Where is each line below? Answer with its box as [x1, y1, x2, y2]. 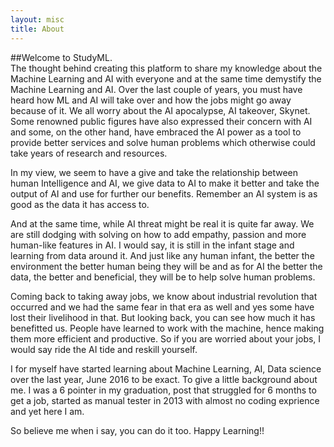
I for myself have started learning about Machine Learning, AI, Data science [10, 362, 322, 375]
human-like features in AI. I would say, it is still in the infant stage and [10, 239, 295, 251]
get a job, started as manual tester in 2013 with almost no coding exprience [10, 394, 320, 406]
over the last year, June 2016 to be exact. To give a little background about [10, 373, 318, 385]
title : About [10, 24, 65, 34]
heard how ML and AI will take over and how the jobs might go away [10, 94, 292, 106]
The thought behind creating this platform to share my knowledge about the [10, 62, 323, 74]
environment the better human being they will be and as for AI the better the [10, 260, 323, 272]
